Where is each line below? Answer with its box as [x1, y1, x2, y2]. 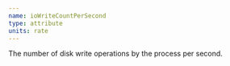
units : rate [8, 27, 48, 35]
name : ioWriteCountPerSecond [8, 11, 107, 20]
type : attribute [8, 19, 63, 27]
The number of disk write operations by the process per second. [8, 49, 224, 59]
